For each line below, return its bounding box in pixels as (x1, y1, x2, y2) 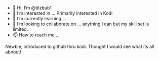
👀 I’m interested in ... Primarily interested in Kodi (12, 10, 113, 16)
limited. (12, 26, 28, 32)
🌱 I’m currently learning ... (12, 16, 67, 21)
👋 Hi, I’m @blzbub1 (12, 5, 52, 11)
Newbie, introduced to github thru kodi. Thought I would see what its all (5, 43, 154, 49)
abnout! (5, 49, 21, 55)
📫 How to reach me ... (12, 32, 60, 38)
